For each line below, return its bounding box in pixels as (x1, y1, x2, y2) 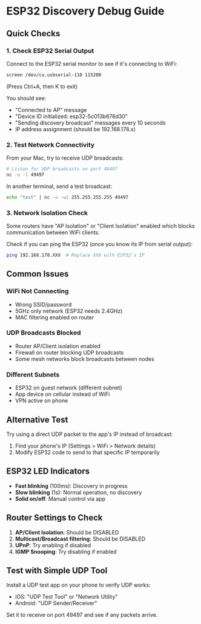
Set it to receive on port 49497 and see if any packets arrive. (6, 611, 158, 619)
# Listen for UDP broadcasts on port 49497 (6, 166, 118, 172)
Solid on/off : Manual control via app (15, 495, 106, 502)
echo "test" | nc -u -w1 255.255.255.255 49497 (6, 194, 129, 200)
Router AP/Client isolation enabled (15, 342, 101, 349)
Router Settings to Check (6, 513, 103, 523)
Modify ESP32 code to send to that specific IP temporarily (15, 449, 160, 456)
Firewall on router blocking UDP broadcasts (15, 349, 124, 356)
